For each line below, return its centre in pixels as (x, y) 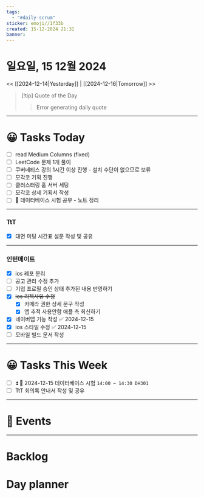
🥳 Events (29, 421)
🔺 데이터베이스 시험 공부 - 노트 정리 (57, 200)
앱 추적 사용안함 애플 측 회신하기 (62, 311)
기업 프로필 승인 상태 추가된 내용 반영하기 (64, 289)
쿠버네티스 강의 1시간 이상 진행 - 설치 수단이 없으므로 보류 (83, 170)
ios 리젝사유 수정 (35, 296)
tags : (13, 12)
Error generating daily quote (72, 108)
